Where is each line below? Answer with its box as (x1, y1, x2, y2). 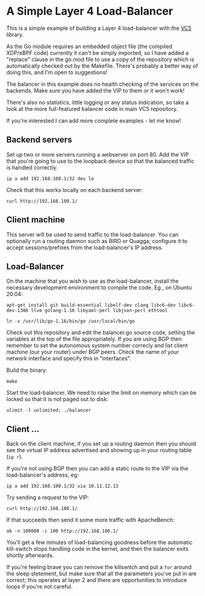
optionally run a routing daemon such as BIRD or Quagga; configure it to (6, 237, 188, 244)
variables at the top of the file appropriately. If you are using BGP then (6, 335, 182, 342)
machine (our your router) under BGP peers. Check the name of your (6, 349, 179, 356)
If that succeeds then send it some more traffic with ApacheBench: (6, 516, 175, 523)
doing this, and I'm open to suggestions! (6, 68, 108, 76)
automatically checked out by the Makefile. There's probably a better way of (6, 62, 198, 69)
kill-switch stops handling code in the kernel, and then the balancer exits (6, 545, 189, 553)
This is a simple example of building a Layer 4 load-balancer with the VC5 (6, 24, 192, 32)
